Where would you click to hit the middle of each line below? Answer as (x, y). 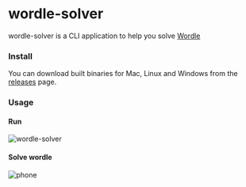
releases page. (33, 82)
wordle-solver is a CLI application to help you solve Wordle (104, 36)
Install (21, 56)
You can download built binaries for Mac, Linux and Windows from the (123, 74)
